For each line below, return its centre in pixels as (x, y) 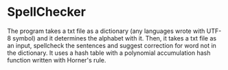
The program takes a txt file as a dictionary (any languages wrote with (106, 31)
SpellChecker (46, 12)
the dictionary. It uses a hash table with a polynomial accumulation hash (109, 53)
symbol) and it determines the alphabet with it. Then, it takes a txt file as (115, 38)
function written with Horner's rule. (57, 60)
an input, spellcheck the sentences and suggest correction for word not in (112, 45)
